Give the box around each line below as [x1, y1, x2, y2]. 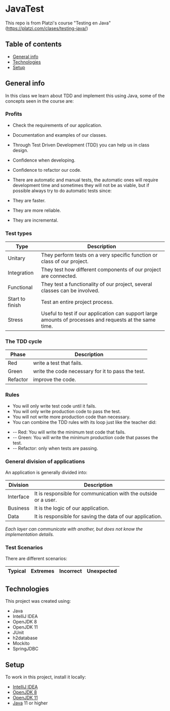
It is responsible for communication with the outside [34, 490, 158, 497]
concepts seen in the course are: [5, 98, 74, 104]
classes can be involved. [41, 287, 100, 294]
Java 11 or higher [12, 700, 48, 706]
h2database [12, 635, 38, 641]
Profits [5, 110, 23, 117]
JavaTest [5, 3, 45, 15]
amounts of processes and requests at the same [41, 316, 156, 323]
